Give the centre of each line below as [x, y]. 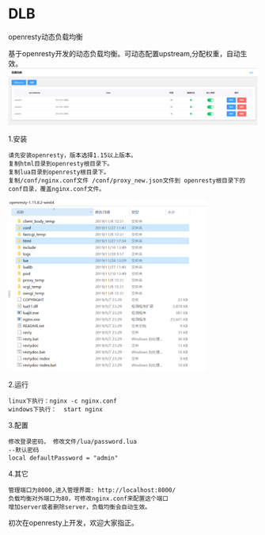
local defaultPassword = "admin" [63, 458]
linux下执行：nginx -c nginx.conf [62, 401]
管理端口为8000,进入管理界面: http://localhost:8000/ [92, 490]
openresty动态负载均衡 [45, 36]
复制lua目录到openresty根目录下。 [59, 172]
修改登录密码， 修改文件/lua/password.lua [72, 441]
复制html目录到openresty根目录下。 [61, 164]
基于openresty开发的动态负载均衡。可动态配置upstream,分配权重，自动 [125, 53]
